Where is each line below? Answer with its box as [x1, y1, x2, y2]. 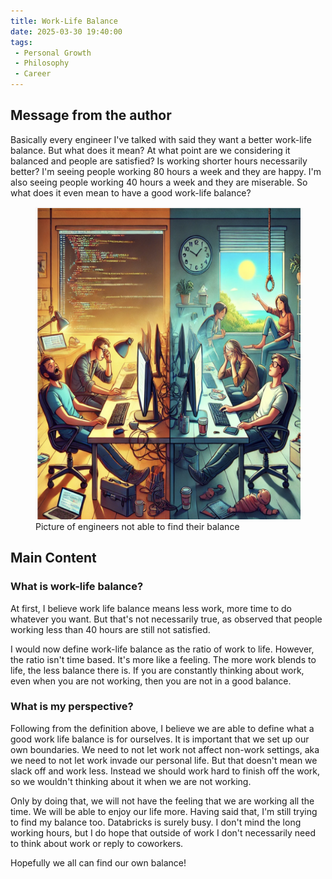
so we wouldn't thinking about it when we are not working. [10, 775, 252, 787]
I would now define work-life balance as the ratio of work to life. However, [10, 643, 315, 655]
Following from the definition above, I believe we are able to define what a [10, 722, 315, 734]
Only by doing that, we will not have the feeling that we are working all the [10, 795, 315, 807]
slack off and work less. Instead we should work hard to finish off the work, [10, 765, 321, 777]
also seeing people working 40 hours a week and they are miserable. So [10, 176, 308, 188]
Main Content [10, 550, 97, 567]
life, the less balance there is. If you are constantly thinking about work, [10, 664, 305, 676]
